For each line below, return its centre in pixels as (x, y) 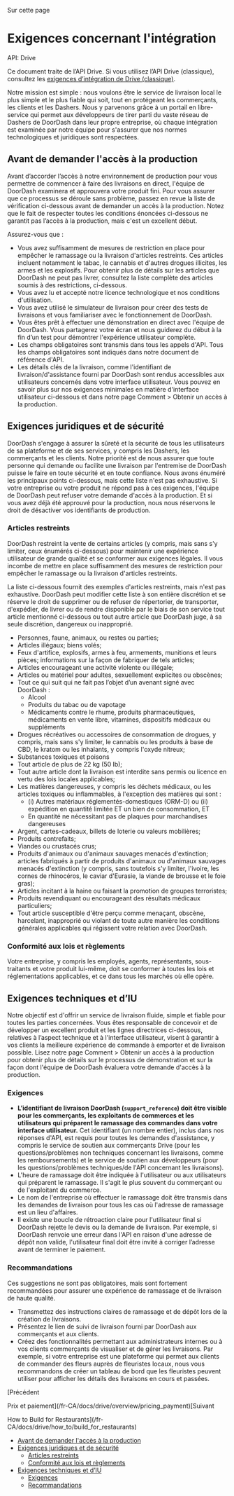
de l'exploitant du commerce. (59, 1190)
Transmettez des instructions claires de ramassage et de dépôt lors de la (122, 1311)
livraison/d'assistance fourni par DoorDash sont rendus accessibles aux (121, 374)
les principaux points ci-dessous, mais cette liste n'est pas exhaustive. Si (112, 480)
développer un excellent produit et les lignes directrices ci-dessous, (105, 1030)
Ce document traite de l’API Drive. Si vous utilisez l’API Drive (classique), (111, 71)
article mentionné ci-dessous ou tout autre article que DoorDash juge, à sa (115, 617)
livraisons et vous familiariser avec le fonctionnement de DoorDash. (115, 315)
